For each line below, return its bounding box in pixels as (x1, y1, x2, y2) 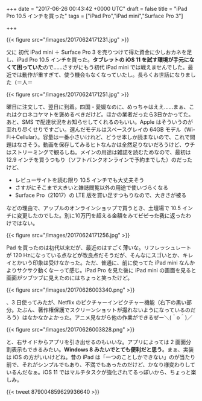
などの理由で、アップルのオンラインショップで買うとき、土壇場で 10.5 (6, 205, 181, 211)
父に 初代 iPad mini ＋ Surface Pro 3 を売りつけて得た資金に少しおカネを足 (6, 48, 192, 56)
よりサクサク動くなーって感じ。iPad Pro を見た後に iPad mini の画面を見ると (6, 267, 197, 274)
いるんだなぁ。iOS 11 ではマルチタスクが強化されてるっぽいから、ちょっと (6, 368, 191, 376)
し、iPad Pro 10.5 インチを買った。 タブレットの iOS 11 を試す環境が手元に (6, 56, 190, 63)
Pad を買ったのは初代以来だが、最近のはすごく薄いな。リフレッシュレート (6, 244, 192, 251)
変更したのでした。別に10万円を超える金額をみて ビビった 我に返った (16, 212, 186, 219)
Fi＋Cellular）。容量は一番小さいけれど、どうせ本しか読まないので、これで (6, 133, 190, 141)
